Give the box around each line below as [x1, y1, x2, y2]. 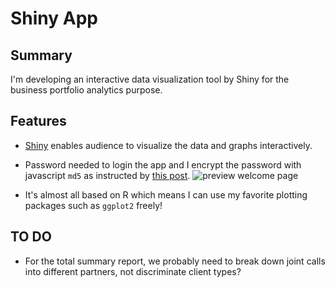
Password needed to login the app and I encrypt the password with [24, 158, 302, 171]
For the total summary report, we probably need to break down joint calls [24, 255, 326, 267]
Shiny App [10, 7, 98, 30]
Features [10, 113, 67, 130]
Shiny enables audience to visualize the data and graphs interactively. [24, 139, 313, 151]
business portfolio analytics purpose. [10, 84, 163, 96]
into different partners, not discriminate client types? [24, 265, 242, 277]
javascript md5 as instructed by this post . [24, 169, 191, 181]
